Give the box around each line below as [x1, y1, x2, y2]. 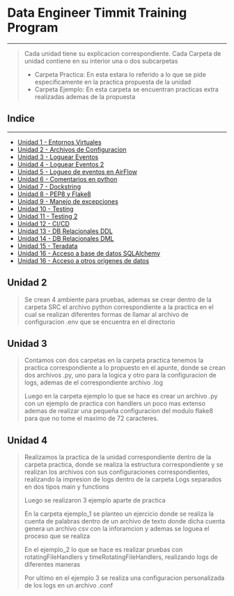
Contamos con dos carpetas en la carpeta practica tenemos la [24, 356, 204, 364]
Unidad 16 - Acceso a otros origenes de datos [17, 256, 150, 265]
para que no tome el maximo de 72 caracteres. [24, 414, 159, 423]
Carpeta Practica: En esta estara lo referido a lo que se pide [34, 70, 207, 78]
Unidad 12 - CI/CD [17, 219, 70, 228]
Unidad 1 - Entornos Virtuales [17, 137, 102, 146]
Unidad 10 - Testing [17, 204, 74, 213]
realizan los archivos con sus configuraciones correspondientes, [24, 468, 210, 476]
